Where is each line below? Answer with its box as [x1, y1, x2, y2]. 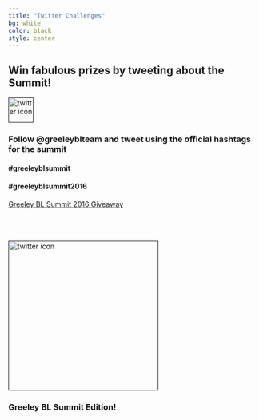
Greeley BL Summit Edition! [8, 401, 117, 412]
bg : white [8, 19, 42, 27]
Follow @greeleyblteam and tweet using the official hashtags [8, 133, 252, 145]
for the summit [8, 143, 67, 154]
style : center [8, 34, 56, 42]
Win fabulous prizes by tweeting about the [8, 63, 225, 77]
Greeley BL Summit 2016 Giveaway [8, 199, 124, 208]
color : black [8, 26, 52, 34]
